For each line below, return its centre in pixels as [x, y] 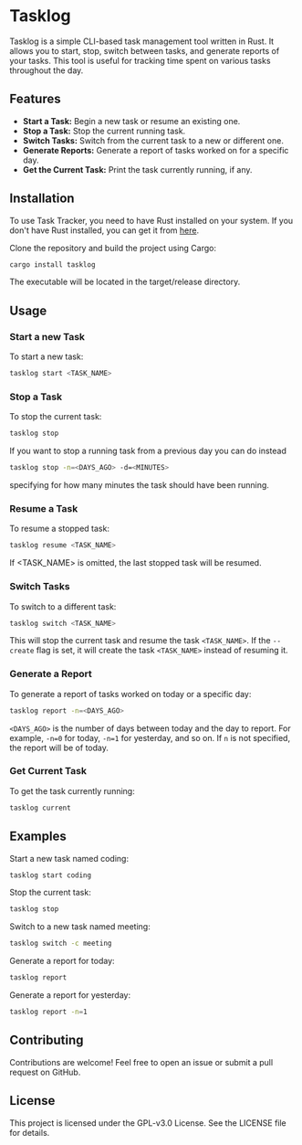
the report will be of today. [59, 747]
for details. [30, 1132]
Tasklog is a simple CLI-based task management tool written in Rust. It [142, 41]
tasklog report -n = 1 [49, 1012]
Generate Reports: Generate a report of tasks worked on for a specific [156, 150]
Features [35, 99]
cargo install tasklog [52, 265]
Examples [38, 837]
